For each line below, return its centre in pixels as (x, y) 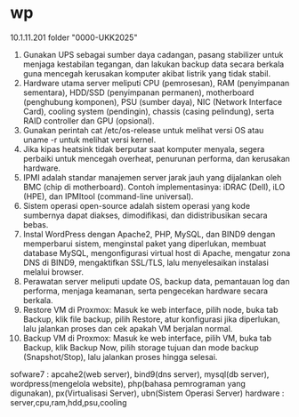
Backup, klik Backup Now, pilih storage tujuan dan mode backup (141, 347)
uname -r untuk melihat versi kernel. (89, 140)
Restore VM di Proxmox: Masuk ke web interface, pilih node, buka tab (150, 309)
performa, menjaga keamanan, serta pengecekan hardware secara (145, 291)
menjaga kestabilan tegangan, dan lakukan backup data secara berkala (154, 64)
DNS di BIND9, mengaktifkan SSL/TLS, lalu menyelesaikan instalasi (146, 262)
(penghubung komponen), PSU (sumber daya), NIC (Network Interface (153, 101)
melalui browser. (53, 272)
